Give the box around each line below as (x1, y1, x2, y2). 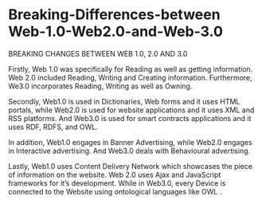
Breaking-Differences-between (8, 6, 221, 24)
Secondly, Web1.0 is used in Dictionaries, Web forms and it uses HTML (8, 96, 240, 106)
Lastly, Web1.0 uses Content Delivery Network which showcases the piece (8, 161, 253, 171)
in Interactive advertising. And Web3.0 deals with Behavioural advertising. (8, 146, 251, 155)
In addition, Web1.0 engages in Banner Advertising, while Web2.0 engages (8, 137, 252, 147)
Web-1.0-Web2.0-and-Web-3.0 (8, 22, 223, 41)
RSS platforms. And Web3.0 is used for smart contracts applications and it (8, 113, 252, 123)
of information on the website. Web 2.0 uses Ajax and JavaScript (8, 170, 221, 179)
